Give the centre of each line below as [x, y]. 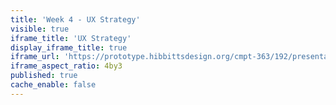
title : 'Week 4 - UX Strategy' [75, 19]
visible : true [40, 29]
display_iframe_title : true [69, 47]
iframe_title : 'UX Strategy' [71, 38]
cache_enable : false [53, 85]
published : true [44, 76]
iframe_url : [35, 57]
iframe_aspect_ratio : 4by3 [66, 66]
